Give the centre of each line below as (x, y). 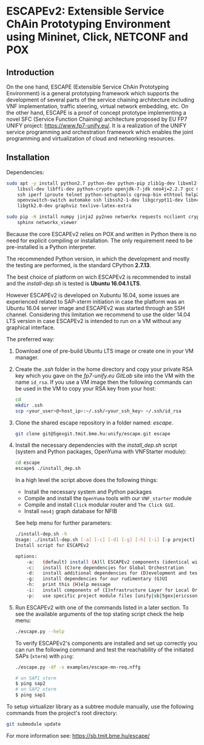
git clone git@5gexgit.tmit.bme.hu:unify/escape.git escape (93, 434)
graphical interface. (31, 327)
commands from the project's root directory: (62, 713)
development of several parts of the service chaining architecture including (100, 100)
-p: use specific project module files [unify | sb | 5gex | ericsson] (113, 596)
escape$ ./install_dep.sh (48, 469)
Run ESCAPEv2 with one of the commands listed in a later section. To (102, 607)
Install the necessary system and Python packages (88, 492)
